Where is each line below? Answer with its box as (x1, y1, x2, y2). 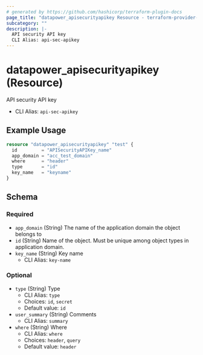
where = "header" (11, 158, 69, 164)
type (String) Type (14, 285, 60, 292)
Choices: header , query (24, 336, 81, 343)
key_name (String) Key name (14, 250, 83, 257)
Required (6, 210, 34, 219)
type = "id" (11, 164, 59, 170)
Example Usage (6, 125, 66, 136)
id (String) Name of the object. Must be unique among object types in (14, 237, 189, 244)
